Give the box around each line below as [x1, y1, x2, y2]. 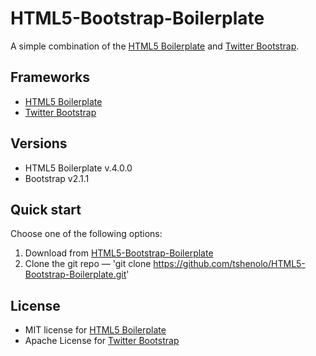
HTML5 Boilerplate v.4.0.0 [24, 162, 133, 174]
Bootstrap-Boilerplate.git [24, 268, 127, 281]
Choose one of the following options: [10, 228, 163, 240]
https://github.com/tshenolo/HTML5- [153, 258, 306, 270]
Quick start [10, 201, 82, 218]
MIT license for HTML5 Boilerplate [24, 324, 167, 336]
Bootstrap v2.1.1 [24, 172, 90, 184]
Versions [10, 135, 68, 152]
